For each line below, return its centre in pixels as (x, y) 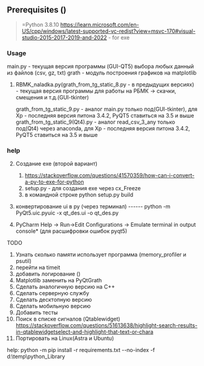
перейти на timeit (38, 268)
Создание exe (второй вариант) (56, 164)
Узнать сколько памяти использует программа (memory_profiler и (101, 255)
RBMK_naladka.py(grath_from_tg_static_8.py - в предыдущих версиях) (105, 85)
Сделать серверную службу (52, 293)
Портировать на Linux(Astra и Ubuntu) (65, 338)
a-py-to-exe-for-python (54, 182)
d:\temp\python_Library (36, 356)
